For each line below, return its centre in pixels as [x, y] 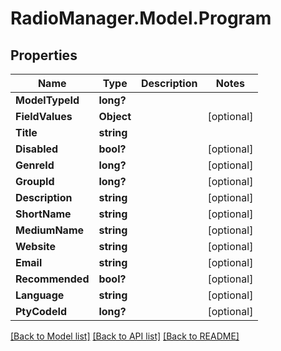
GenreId [35, 165]
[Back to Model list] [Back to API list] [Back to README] [125, 336]
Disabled [37, 149]
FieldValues [44, 116]
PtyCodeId [41, 311]
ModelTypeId [47, 100]
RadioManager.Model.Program [141, 18]
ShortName [43, 214]
